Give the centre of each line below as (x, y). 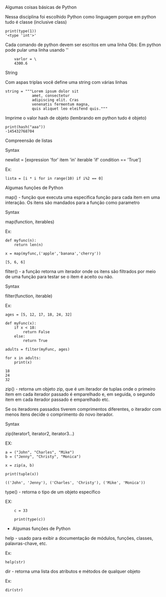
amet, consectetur (51, 96)
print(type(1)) (21, 31)
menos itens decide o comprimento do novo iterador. (59, 414)
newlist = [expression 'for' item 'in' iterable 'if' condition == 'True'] (73, 160)
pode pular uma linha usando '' (37, 50)
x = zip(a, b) (20, 465)
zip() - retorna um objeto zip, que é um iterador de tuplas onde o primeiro (80, 389)
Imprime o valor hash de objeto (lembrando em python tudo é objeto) (76, 118)
